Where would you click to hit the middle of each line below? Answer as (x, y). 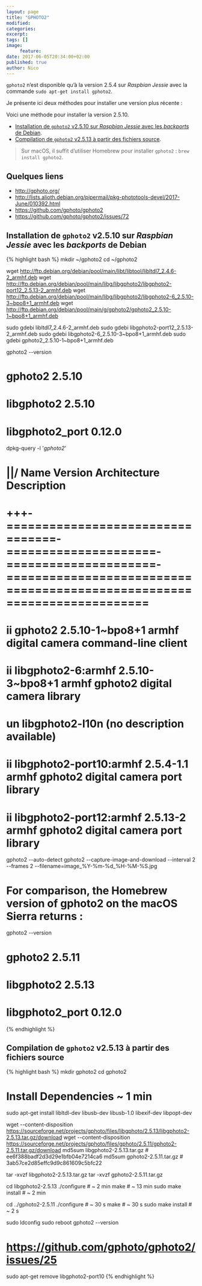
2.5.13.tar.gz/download (34, 1138)
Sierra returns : (44, 916)
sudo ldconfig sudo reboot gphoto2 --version (63, 1223)
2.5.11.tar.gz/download (34, 1150)
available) (31, 737)
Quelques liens (35, 176)
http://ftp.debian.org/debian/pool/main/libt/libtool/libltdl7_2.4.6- (98, 271)
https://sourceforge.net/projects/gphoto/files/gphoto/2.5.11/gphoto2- (92, 1144)
